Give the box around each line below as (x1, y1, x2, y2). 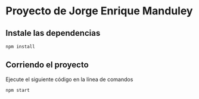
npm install (5, 44, 35, 49)
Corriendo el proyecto (5, 60, 89, 70)
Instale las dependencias (5, 28, 101, 38)
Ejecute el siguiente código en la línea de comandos (5, 76, 133, 83)
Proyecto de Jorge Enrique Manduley (5, 4, 193, 18)
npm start (5, 87, 30, 93)
